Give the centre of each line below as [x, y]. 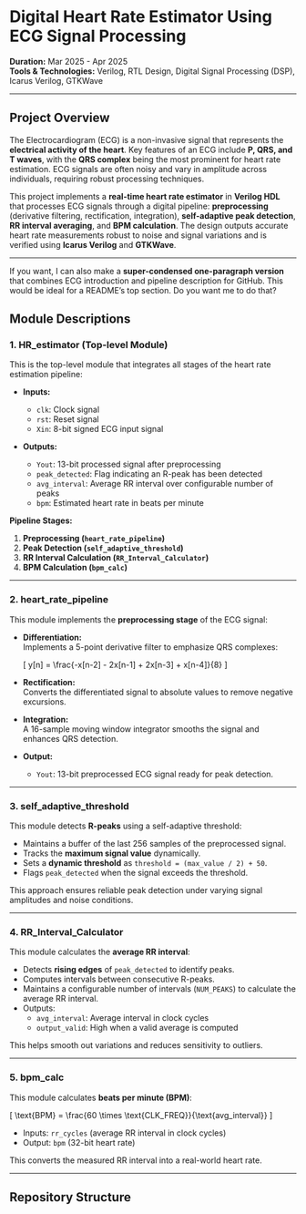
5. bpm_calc [37, 1077]
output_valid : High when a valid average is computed [137, 1028]
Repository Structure [71, 1197]
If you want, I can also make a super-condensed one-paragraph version [147, 271]
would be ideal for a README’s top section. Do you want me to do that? [143, 290]
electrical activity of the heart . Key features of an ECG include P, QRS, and [151, 149]
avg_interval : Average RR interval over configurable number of [155, 484]
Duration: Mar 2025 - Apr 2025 [69, 61]
